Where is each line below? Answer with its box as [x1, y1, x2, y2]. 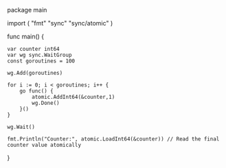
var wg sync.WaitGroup [7, 51, 72, 58]
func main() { [7, 32, 45, 40]
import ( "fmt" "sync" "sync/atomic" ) [7, 19, 113, 27]
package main [7, 6, 47, 14]
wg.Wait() [7, 123, 36, 130]
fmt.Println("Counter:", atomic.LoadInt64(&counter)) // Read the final [7, 136, 220, 143]
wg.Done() [32, 99, 60, 106]
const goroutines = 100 [7, 58, 76, 64]
